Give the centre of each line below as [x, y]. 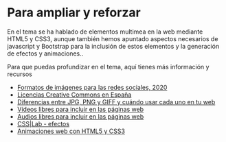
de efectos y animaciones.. [45, 54]
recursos [20, 74]
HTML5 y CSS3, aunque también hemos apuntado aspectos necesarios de [113, 38]
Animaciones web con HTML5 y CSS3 [71, 131]
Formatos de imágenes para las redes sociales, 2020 [92, 87]
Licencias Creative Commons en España [74, 95]
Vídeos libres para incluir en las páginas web [80, 109]
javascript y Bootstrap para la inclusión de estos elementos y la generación [113, 46]
